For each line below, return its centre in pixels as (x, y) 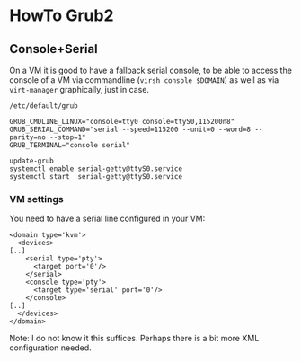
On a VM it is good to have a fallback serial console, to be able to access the (150, 70)
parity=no (28, 137)
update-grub (31, 161)
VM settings (37, 199)
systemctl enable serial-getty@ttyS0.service (96, 169)
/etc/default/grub (44, 106)
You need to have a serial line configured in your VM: (107, 219)
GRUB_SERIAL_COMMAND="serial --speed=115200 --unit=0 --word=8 (130, 129)
